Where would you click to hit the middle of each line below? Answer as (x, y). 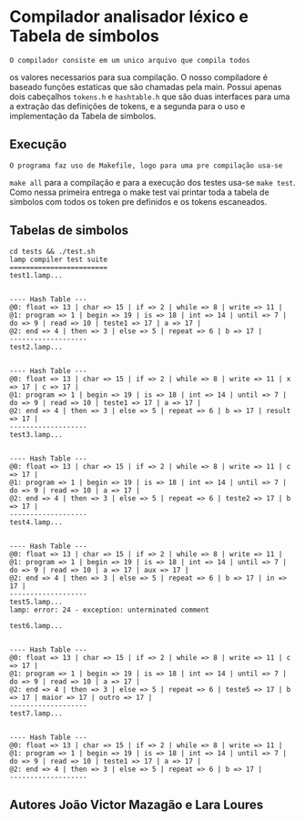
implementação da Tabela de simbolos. (83, 116)
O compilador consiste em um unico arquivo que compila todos (130, 60)
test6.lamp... (36, 625)
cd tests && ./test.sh (52, 251)
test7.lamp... (36, 713)
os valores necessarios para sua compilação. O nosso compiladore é (139, 77)
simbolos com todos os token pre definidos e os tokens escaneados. (138, 201)
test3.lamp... (36, 434)
